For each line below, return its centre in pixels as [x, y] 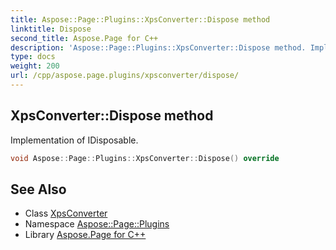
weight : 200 [35, 66]
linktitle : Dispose [51, 29]
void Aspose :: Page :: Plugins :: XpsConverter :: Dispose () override [145, 158]
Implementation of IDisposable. [74, 140]
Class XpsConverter [66, 213]
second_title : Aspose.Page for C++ [84, 38]
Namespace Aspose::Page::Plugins [97, 224]
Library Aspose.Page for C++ [85, 235]
